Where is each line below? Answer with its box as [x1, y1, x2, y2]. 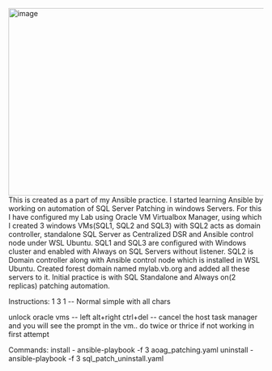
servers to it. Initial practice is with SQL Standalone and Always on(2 [8, 272, 236, 282]
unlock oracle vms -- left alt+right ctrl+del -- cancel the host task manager [8, 312, 257, 322]
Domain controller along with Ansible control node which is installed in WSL [8, 255, 261, 264]
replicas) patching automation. [8, 281, 111, 290]
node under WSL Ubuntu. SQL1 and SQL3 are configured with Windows [8, 238, 247, 247]
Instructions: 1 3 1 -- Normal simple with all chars [8, 297, 172, 306]
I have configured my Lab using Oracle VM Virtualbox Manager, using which [8, 213, 262, 221]
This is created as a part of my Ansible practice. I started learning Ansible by [8, 195, 264, 204]
